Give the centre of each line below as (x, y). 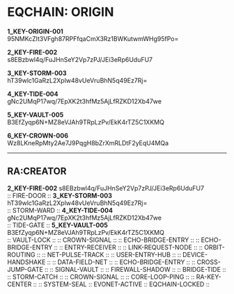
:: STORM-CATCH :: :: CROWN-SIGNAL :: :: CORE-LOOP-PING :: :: (101, 277)
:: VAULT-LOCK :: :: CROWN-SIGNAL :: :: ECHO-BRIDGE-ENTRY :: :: (103, 240)
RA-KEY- (209, 277)
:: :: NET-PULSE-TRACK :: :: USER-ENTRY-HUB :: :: (109, 254)
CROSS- (209, 262)
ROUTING (21, 254)
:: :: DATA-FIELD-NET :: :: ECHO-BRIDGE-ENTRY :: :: (121, 262)
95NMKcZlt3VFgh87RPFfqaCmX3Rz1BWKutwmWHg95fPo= (93, 38)
